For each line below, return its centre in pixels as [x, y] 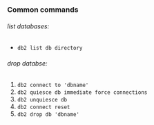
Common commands [43, 10]
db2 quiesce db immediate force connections [82, 93]
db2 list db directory [50, 48]
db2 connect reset [44, 107]
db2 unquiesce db [42, 100]
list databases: [28, 26]
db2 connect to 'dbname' [53, 85]
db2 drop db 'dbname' [48, 115]
